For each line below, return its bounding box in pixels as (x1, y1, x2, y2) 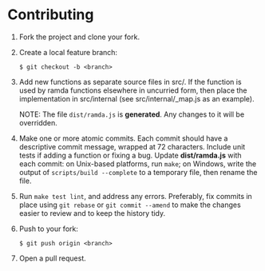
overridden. (18, 118, 57, 127)
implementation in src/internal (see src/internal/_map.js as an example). (18, 94, 255, 103)
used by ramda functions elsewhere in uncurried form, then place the (18, 86, 248, 95)
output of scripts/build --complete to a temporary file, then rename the (18, 167, 258, 177)
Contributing (7, 6, 94, 24)
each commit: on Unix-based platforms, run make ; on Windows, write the (18, 158, 257, 169)
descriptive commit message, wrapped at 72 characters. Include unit (18, 141, 246, 151)
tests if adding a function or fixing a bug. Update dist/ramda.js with (18, 150, 242, 160)
